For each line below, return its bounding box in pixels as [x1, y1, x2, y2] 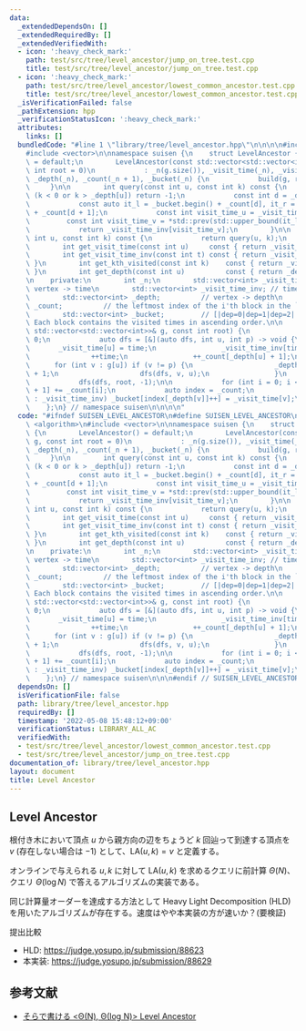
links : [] [25, 132, 64, 141]
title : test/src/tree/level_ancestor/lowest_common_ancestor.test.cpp [25, 89, 300, 98]
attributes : [17, 124, 64, 133]
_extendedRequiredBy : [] [17, 30, 112, 39]
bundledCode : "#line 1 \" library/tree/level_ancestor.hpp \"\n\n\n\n [17, 140, 283, 149]
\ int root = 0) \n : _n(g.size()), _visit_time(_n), [25, 166, 275, 175]
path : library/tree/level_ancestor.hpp [17, 699, 169, 709]
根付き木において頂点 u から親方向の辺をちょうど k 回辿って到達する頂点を [9, 834, 291, 845]
